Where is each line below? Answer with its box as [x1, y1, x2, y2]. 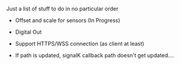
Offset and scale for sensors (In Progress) [15, 17, 120, 23]
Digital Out [15, 28, 42, 36]
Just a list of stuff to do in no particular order [6, 5, 119, 12]
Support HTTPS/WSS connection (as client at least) [15, 40, 145, 47]
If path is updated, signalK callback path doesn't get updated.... [15, 52, 175, 59]
